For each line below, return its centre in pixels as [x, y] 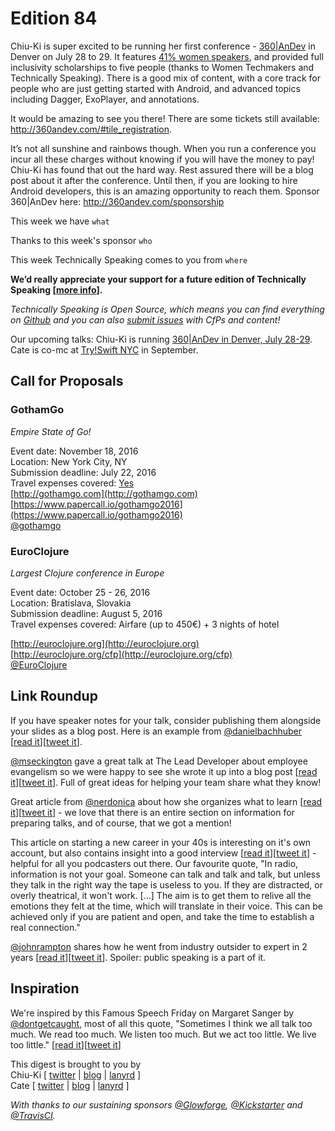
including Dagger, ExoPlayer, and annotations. [105, 99]
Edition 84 [54, 18]
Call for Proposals [67, 381]
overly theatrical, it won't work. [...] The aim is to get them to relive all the [161, 895]
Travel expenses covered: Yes [72, 483]
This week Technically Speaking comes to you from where [129, 259]
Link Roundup [54, 696]
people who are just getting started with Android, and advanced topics [155, 88]
